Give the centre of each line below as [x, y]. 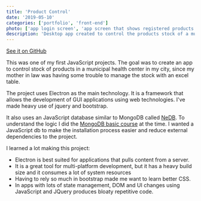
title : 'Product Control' [38, 12]
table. [13, 82]
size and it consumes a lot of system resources [73, 173]
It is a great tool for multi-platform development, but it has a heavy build [103, 166]
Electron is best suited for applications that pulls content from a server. [102, 160]
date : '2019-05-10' [31, 17]
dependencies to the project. [42, 137]
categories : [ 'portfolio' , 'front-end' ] [57, 23]
